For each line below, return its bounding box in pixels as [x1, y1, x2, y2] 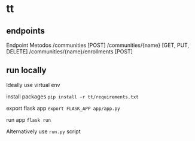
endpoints [6, 26, 45, 36]
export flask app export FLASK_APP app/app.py [6, 104, 121, 112]
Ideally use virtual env [6, 81, 60, 88]
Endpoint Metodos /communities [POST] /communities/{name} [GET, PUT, [6, 41, 190, 49]
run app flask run [6, 116, 51, 123]
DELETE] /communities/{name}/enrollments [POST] [6, 48, 133, 55]
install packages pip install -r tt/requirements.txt [6, 92, 139, 100]
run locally [6, 65, 47, 76]
